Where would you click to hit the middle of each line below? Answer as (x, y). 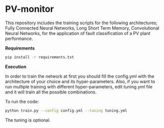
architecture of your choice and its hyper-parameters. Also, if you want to (80, 81)
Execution (16, 66)
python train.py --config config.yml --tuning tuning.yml (66, 110)
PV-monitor (29, 9)
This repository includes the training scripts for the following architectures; (81, 23)
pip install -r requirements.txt (40, 57)
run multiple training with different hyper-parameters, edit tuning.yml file (79, 86)
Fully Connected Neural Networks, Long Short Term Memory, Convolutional (82, 28)
